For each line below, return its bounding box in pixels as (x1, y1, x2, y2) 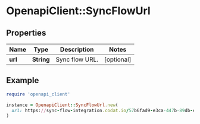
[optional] (104, 55, 132, 63)
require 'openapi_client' (6, 91, 70, 97)
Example (6, 75, 39, 85)
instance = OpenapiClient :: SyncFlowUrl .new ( (6, 102, 118, 108)
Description (60, 46, 94, 53)
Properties (6, 28, 46, 38)
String (32, 55, 50, 63)
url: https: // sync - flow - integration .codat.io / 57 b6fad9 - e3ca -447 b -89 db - (11, 107, 193, 113)
